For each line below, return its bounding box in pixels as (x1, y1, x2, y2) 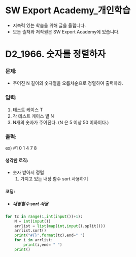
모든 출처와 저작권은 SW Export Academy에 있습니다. (12, 28, 120, 34)
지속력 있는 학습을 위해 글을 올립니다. (12, 22, 86, 28)
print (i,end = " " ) (23, 242, 62, 247)
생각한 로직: (5, 157, 29, 163)
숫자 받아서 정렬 (12, 169, 44, 175)
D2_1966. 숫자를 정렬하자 (5, 49, 106, 60)
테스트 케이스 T (12, 106, 43, 113)
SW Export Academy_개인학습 (5, 5, 131, 16)
